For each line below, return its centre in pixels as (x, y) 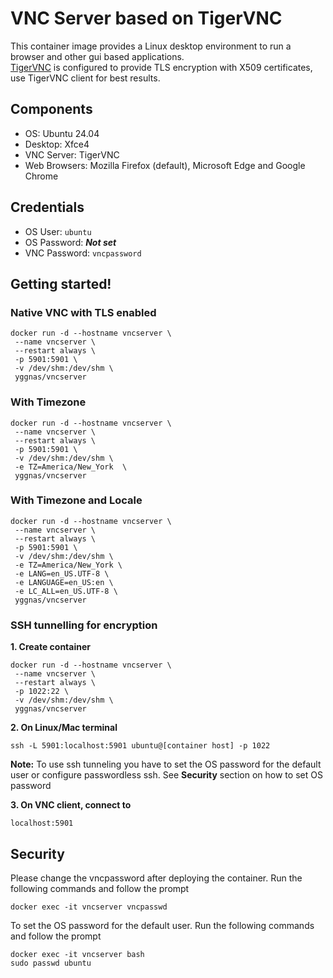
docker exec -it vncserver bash (77, 954)
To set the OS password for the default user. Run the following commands (162, 925)
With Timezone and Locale (76, 500)
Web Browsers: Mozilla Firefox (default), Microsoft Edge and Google (165, 165)
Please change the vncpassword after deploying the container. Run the (156, 878)
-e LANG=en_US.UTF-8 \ (62, 573)
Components (51, 109)
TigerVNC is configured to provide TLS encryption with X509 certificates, (161, 67)
